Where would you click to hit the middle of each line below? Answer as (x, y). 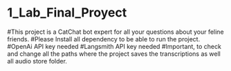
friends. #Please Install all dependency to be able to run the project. (104, 39)
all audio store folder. (37, 61)
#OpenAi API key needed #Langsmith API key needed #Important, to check (114, 46)
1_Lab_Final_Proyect (67, 13)
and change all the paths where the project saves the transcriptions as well (114, 54)
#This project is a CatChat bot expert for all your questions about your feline (115, 32)
